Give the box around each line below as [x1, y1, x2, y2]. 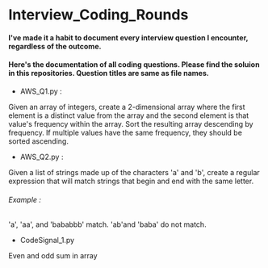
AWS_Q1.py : [19, 86, 62, 96]
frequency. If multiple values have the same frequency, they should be [8, 128, 242, 137]
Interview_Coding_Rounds [8, 6, 189, 24]
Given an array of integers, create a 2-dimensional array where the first [8, 102, 245, 111]
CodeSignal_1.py [19, 236, 75, 245]
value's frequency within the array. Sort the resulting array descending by [8, 119, 253, 128]
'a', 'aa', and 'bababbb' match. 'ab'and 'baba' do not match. [8, 220, 207, 229]
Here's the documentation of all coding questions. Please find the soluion [8, 60, 260, 69]
